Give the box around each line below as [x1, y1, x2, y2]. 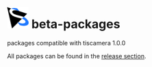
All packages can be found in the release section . [7, 51, 147, 60]
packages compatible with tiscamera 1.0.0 [7, 39, 126, 47]
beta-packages [31, 17, 121, 32]
